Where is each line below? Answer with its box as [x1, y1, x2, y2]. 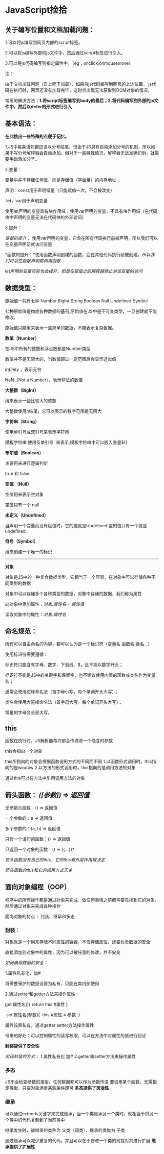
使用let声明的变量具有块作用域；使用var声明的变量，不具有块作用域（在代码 [5, 208, 158, 214]
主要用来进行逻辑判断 [5, 460, 48, 466]
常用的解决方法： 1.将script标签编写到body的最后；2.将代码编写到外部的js [5, 98, 155, 103]
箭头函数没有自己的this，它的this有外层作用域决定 [5, 857, 105, 863]
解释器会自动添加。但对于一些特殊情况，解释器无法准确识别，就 [26, 150, 155, 156]
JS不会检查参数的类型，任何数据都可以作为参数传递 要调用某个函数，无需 [5, 1079, 153, 1085]
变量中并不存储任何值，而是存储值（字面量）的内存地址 [5, 177, 116, 183]
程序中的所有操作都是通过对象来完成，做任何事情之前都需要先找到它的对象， [5, 897, 159, 903]
